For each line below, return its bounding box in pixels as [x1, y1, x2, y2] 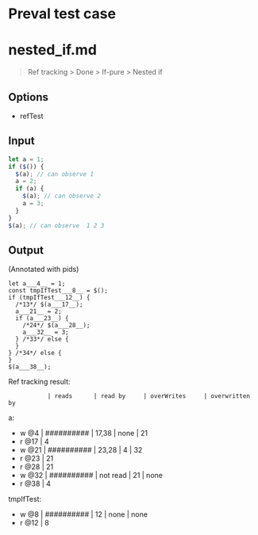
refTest [19, 111, 44, 120]
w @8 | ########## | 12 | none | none [19, 510, 148, 519]
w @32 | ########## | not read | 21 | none [19, 471, 163, 480]
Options [8, 90, 49, 104]
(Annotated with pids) [8, 265, 79, 274]
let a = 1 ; [8, 155, 44, 163]
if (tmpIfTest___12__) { [8, 294, 90, 302]
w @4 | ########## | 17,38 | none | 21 [19, 429, 148, 438]
